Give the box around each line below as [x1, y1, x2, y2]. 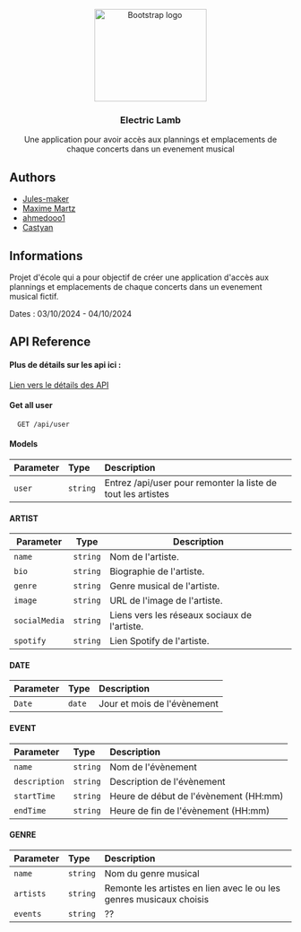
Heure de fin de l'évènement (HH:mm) [109, 804, 271, 816]
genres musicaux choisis [104, 893, 209, 905]
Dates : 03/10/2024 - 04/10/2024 [9, 308, 133, 318]
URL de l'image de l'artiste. [109, 595, 223, 607]
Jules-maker [21, 194, 70, 205]
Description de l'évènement [109, 775, 226, 788]
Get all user [9, 400, 53, 411]
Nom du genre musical [104, 867, 200, 879]
